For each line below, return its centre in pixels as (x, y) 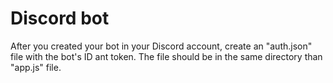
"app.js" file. (36, 67)
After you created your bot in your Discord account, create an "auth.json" (161, 46)
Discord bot (60, 18)
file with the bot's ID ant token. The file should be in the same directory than (166, 56)
